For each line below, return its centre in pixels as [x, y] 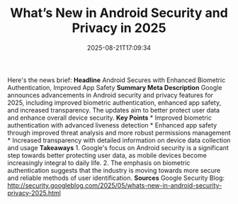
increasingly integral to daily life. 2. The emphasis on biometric [99, 163]
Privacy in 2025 [119, 28]
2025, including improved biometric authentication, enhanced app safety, [114, 102]
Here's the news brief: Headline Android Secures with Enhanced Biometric [117, 80]
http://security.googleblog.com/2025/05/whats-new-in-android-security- [115, 185]
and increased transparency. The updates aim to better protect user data [114, 110]
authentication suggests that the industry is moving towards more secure [114, 170]
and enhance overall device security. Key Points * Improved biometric [110, 118]
